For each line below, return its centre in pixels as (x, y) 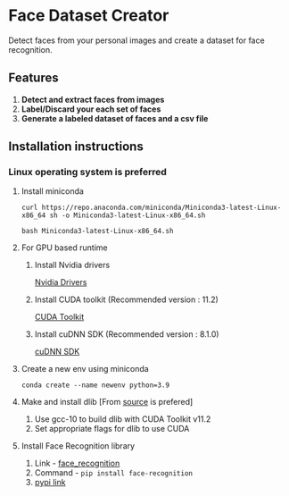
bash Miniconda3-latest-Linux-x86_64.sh (97, 231)
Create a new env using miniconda (85, 369)
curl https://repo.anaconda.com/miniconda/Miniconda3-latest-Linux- (151, 208)
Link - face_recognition (77, 463)
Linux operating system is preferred (87, 172)
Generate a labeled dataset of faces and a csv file (115, 118)
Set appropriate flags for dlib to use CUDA (112, 429)
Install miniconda (52, 191)
